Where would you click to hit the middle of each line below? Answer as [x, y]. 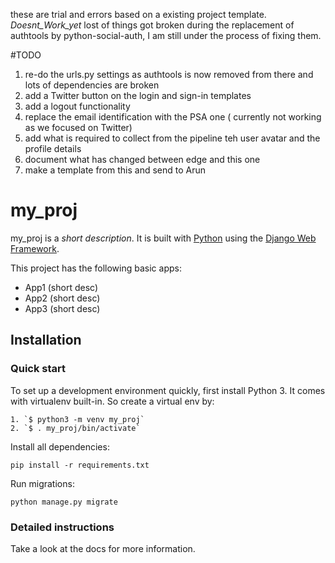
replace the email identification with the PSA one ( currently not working [173, 117]
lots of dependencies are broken [92, 85]
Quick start [38, 369]
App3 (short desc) [62, 308]
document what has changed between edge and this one [142, 159]
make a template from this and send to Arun [115, 170]
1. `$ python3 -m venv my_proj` [77, 419]
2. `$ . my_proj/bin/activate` [75, 428]
